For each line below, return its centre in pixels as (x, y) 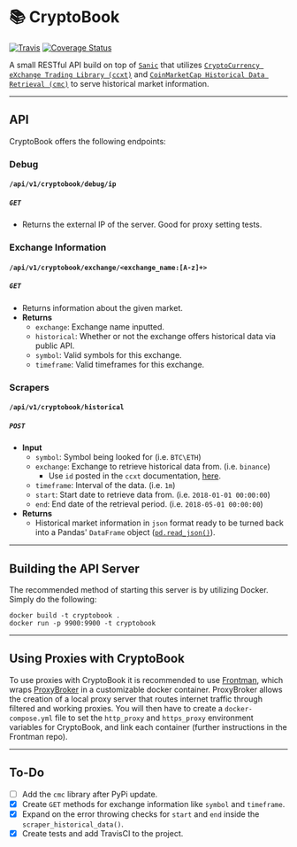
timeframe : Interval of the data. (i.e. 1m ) (105, 486)
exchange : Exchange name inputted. (100, 326)
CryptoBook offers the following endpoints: (88, 141)
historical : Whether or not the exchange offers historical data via (156, 336)
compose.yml (31, 719)
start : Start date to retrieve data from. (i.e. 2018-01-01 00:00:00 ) (153, 495)
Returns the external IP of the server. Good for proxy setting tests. (142, 225)
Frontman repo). (38, 736)
